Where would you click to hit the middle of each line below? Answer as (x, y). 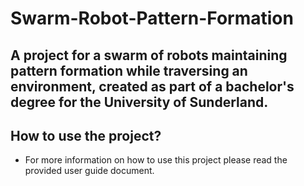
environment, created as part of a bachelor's (152, 86)
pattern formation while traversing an (129, 70)
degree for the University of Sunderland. (139, 102)
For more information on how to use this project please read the (156, 160)
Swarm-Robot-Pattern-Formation (152, 18)
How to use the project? (86, 135)
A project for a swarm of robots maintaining (149, 55)
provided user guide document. (89, 171)
